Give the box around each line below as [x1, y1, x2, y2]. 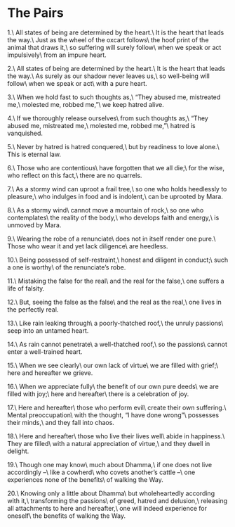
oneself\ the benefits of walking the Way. [7, 512, 126, 520]
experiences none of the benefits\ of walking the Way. [7, 475, 163, 483]
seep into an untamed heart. [7, 326, 89, 335]
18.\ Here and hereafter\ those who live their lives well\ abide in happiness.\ [7, 431, 225, 440]
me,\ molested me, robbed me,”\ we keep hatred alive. [7, 100, 164, 108]
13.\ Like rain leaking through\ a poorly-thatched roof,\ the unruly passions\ [7, 319, 224, 327]
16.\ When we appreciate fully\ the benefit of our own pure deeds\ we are [7, 382, 219, 391]
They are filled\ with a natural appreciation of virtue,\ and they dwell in [7, 439, 210, 447]
